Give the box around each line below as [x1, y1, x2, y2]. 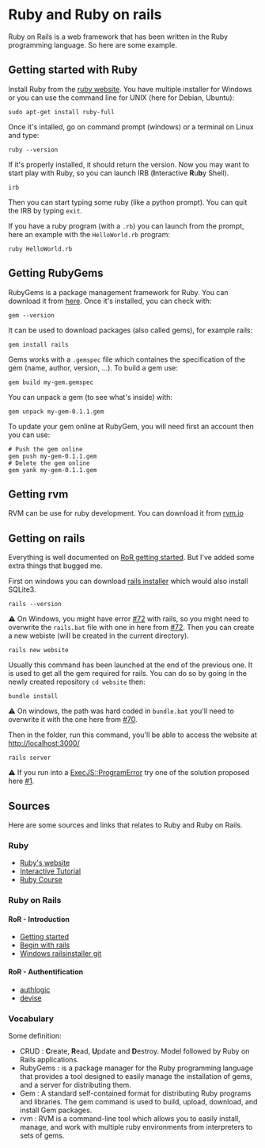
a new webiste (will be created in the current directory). [8, 631, 190, 640]
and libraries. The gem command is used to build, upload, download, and [19, 1096, 258, 1106]
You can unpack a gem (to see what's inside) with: [8, 392, 172, 401]
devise [19, 993, 42, 1003]
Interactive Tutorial [19, 866, 81, 876]
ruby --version [8, 145, 59, 154]
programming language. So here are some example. [8, 40, 178, 49]
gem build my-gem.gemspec [8, 378, 93, 386]
